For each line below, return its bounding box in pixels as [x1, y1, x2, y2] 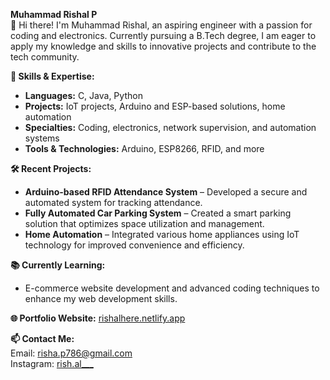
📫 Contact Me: [10, 333, 75, 344]
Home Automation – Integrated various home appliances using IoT [24, 229, 300, 240]
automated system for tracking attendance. [24, 197, 203, 208]
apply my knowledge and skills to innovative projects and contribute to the [10, 40, 317, 52]
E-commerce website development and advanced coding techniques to [24, 282, 320, 294]
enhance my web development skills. [24, 293, 178, 304]
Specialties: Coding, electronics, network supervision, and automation [24, 122, 317, 133]
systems [24, 132, 60, 144]
